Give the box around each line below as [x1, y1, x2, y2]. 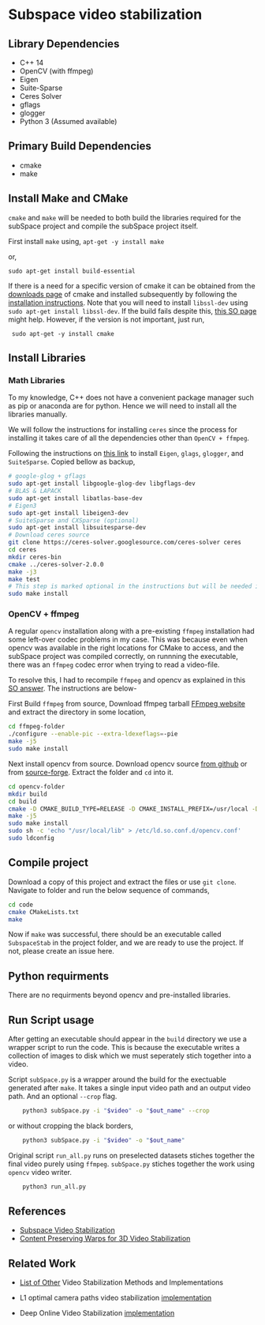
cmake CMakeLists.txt [8, 908, 80, 916]
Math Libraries [8, 375, 65, 386]
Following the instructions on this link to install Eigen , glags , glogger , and [8, 449, 244, 458]
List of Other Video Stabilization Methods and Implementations [19, 1278, 223, 1287]
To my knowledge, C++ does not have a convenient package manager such [8, 393, 255, 402]
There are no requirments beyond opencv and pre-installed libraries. [8, 990, 231, 1000]
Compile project [8, 856, 89, 870]
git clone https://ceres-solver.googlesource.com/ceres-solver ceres [8, 539, 242, 547]
